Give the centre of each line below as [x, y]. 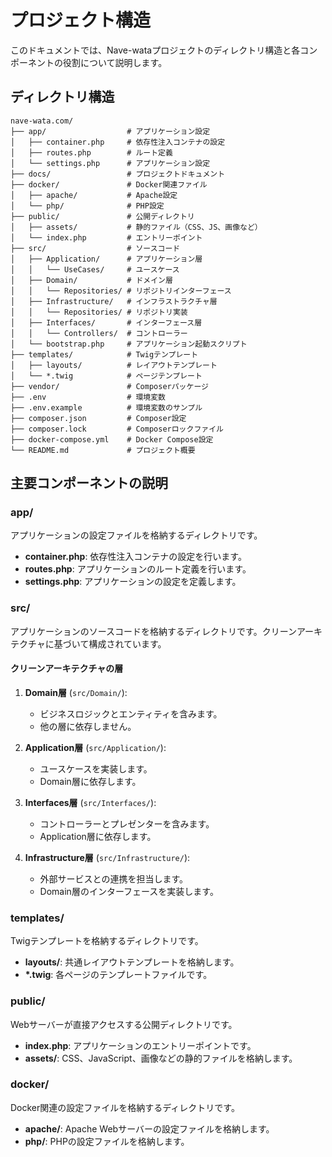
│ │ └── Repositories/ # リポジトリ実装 [99, 312]
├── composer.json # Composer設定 [98, 418]
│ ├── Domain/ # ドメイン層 [91, 280]
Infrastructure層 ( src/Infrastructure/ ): [107, 857]
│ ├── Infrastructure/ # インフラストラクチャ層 [114, 301]
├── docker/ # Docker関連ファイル [109, 184]
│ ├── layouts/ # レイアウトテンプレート [114, 365]
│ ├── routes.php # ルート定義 [91, 152]
